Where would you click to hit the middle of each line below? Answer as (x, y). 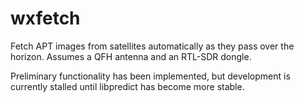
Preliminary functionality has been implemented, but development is (150, 76)
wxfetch (45, 18)
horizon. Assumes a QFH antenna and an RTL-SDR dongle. (131, 56)
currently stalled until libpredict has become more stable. (127, 86)
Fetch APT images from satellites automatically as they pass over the (152, 46)
